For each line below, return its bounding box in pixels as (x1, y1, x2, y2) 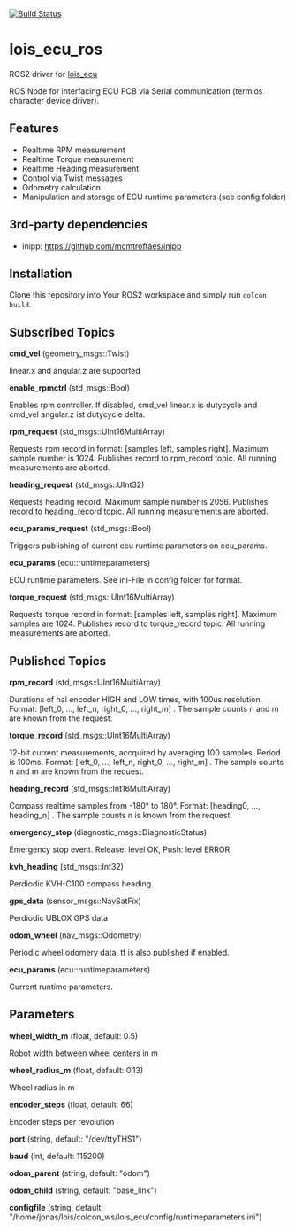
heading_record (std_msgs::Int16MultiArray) (9, 784, 170, 794)
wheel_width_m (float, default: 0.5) (9, 1030, 139, 1041)
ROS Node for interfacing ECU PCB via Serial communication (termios (9, 85, 263, 97)
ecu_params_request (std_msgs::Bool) (9, 523, 152, 534)
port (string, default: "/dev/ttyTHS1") (9, 1134, 142, 1144)
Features (9, 120, 59, 136)
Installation (9, 266, 72, 281)
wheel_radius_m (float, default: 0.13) (9, 1065, 144, 1075)
